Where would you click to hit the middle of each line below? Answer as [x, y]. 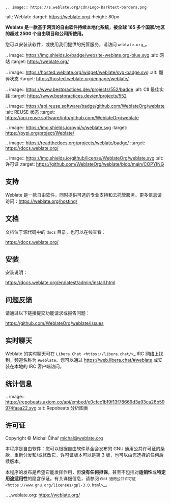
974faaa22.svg [21, 408]
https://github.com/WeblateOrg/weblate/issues [54, 323]
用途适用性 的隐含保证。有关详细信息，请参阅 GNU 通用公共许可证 [70, 478]
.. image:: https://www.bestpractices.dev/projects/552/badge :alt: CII [77, 89]
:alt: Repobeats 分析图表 [63, 408]
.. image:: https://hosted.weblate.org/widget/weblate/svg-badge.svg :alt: [81, 72]
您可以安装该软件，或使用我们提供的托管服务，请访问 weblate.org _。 [78, 44]
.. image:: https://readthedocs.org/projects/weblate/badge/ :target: [75, 143]
